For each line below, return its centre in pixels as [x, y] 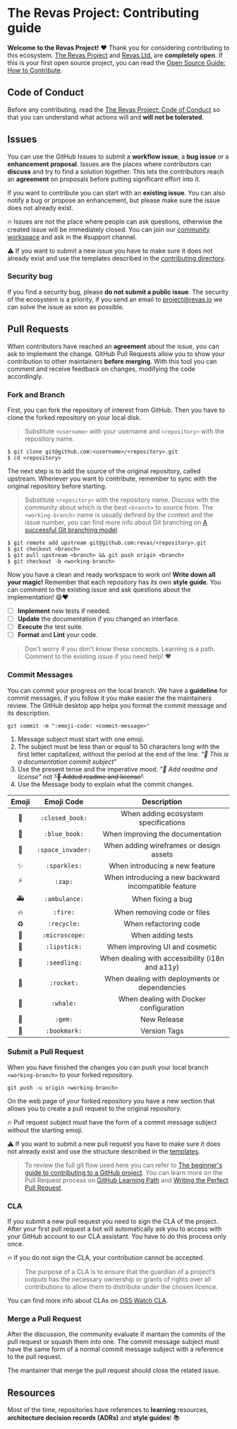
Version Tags [162, 1031]
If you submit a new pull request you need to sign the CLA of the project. [113, 1222]
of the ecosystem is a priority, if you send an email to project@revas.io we [115, 299]
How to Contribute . [35, 70]
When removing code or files [162, 912]
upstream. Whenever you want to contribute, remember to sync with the [112, 478]
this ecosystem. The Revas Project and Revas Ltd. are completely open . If [115, 55]
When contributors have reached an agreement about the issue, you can [114, 346]
